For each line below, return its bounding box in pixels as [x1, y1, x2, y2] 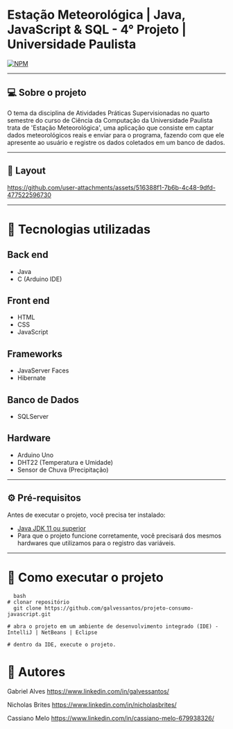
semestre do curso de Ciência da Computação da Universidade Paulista [7, 116, 213, 124]
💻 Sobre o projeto [7, 87, 87, 98]
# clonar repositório [7, 599, 70, 606]
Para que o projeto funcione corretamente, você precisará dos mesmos [17, 531, 222, 540]
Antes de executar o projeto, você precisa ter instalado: [7, 511, 166, 519]
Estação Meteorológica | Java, [7, 7, 186, 23]
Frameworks [7, 348, 63, 360]
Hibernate [17, 374, 46, 382]
